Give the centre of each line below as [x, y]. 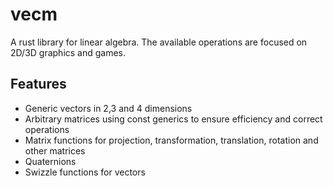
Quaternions [50, 161]
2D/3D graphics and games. [68, 52]
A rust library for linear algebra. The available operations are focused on [159, 42]
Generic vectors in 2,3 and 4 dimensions [108, 108]
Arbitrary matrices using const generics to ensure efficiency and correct [173, 119]
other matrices [55, 150]
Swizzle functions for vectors [85, 172]
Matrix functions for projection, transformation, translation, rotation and [171, 140]
